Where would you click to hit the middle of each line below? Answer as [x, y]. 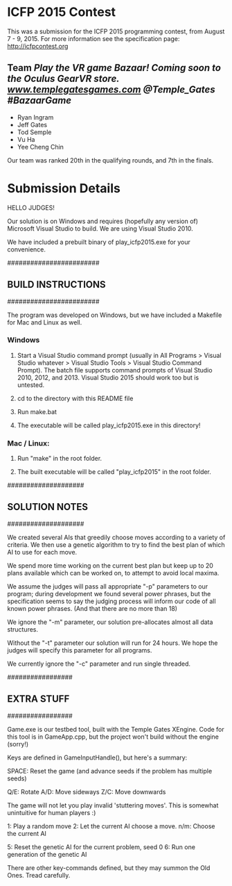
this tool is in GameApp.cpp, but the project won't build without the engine [113, 737]
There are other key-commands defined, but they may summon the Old [109, 868]
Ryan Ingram [35, 117]
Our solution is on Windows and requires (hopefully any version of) [103, 221]
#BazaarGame [39, 100]
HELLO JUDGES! [31, 207]
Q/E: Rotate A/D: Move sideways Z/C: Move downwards [87, 791]
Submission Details [64, 188]
